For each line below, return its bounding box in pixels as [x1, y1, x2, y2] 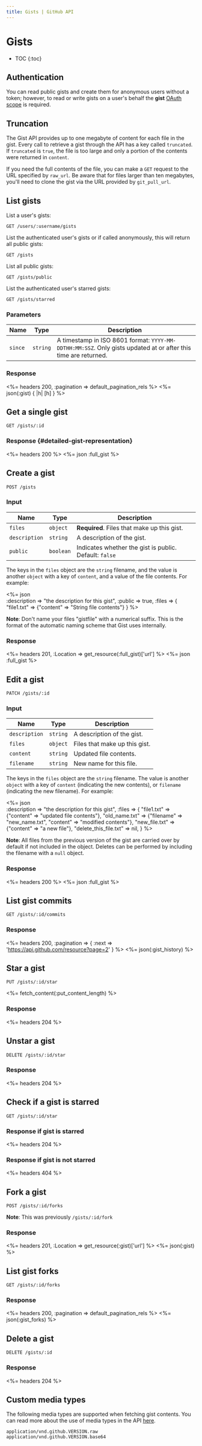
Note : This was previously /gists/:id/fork [6, 1213, 113, 1221]
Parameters [6, 310, 41, 318]
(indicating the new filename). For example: [6, 788, 114, 795]
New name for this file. [73, 759, 137, 768]
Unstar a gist [6, 1036, 55, 1046]
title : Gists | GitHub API [6, 8, 74, 15]
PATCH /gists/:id [6, 690, 50, 696]
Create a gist [6, 468, 55, 478]
